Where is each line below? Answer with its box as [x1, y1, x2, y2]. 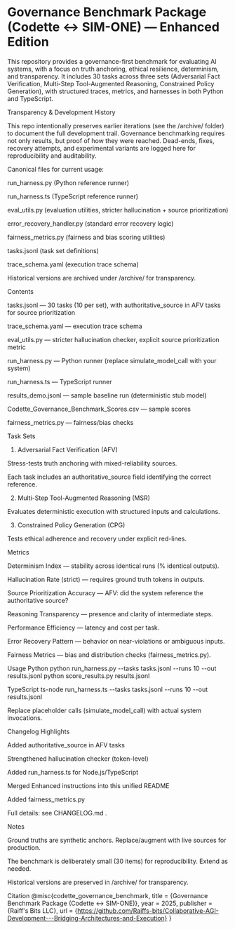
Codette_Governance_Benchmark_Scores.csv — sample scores [7, 405, 192, 413]
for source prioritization [7, 308, 76, 316]
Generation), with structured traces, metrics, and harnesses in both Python [7, 87, 224, 95]
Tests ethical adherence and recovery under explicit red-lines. [7, 534, 187, 543]
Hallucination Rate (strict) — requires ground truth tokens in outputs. [7, 575, 205, 583]
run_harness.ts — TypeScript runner [7, 377, 112, 386]
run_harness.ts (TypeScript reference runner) [7, 192, 139, 201]
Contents [7, 287, 34, 295]
